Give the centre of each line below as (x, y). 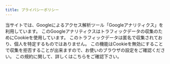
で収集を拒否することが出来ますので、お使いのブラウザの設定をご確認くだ (83, 50)
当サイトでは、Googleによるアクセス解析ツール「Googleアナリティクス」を (84, 25)
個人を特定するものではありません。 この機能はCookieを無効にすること (89, 44)
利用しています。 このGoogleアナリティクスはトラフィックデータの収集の (82, 31)
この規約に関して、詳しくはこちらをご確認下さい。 (68, 56)
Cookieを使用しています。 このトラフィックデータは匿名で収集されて (86, 37)
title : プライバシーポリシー (32, 10)
